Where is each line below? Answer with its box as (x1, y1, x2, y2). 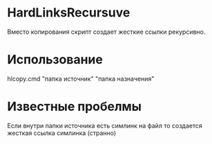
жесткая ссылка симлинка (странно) (7, 129, 116, 137)
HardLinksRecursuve (7, 5, 131, 21)
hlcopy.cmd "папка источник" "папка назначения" (7, 74, 155, 83)
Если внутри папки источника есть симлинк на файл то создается (7, 121, 202, 130)
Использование (7, 52, 104, 68)
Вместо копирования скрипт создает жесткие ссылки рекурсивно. (7, 28, 206, 36)
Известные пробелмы (7, 99, 142, 114)
